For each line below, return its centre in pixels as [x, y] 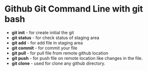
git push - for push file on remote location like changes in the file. [77, 58]
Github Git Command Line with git [74, 9]
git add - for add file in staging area [47, 43]
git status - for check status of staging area [55, 38]
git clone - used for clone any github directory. [58, 63]
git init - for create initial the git [43, 32]
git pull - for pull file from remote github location [60, 53]
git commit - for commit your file [44, 48]
